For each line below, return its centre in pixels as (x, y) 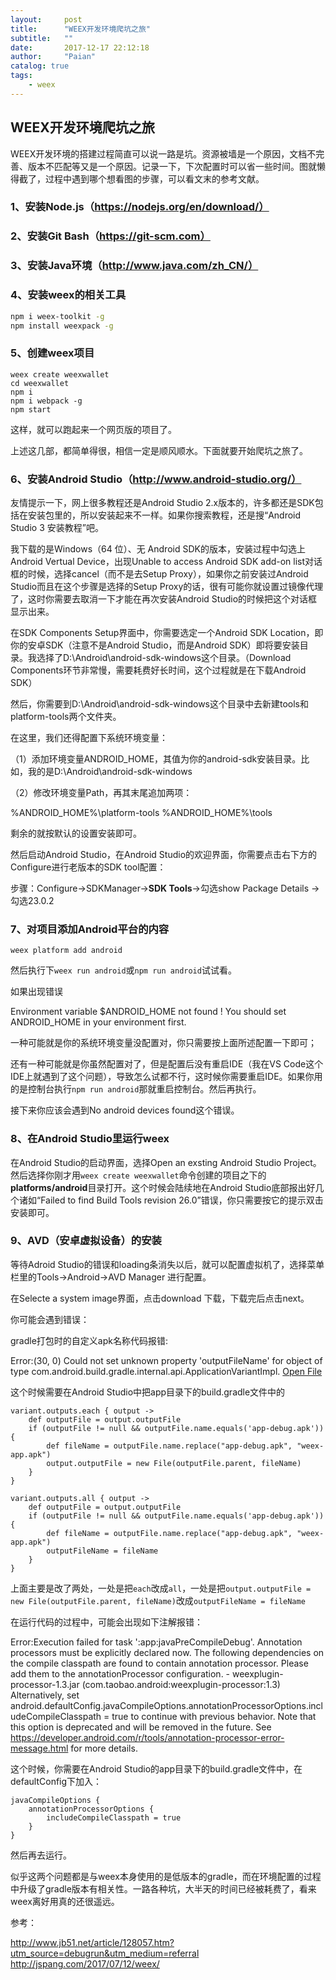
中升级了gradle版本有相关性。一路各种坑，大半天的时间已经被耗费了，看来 (163, 1888)
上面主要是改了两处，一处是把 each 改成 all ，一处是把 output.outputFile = (161, 1588)
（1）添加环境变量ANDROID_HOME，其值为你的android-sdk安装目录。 (156, 758)
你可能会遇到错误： (50, 1319)
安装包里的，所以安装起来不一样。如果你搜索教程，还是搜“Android (164, 515)
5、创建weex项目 (52, 353)
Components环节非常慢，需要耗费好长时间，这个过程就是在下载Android (158, 670)
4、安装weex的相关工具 (68, 295)
